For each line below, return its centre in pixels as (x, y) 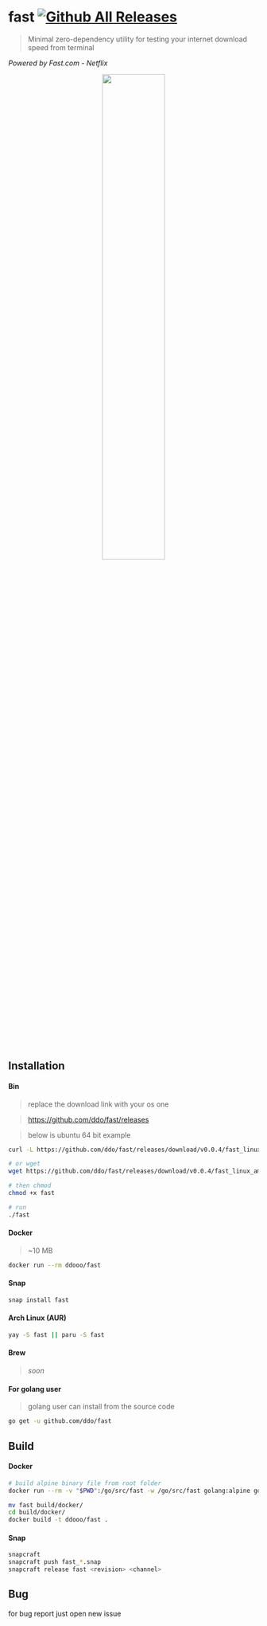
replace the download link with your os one (98, 1104)
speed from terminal (61, 47)
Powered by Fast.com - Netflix (58, 63)
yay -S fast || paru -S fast (56, 1335)
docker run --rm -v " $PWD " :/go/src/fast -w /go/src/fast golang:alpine (129, 1491)
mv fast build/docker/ (46, 1505)
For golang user (35, 1389)
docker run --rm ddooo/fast (55, 1265)
